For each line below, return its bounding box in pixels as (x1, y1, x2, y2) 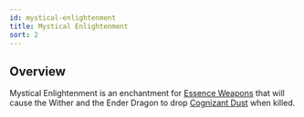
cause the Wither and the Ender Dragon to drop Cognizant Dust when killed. (9, 97, 296, 109)
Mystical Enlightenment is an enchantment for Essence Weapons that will (9, 88, 285, 99)
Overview (9, 63, 67, 79)
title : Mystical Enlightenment (9, 22, 129, 31)
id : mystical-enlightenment (9, 13, 117, 23)
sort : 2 (9, 30, 39, 39)
